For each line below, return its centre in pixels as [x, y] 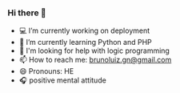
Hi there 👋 [27, 13]
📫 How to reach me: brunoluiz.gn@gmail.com [95, 60]
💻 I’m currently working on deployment [84, 30]
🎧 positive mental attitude [63, 80]
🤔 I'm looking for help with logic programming [94, 51]
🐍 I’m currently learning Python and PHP [86, 42]
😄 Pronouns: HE [46, 71]
